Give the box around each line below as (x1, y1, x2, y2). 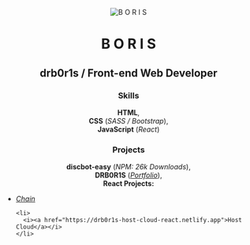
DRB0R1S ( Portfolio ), (94, 170, 162, 180)
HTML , (117, 107, 140, 117)
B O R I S (101, 35, 156, 53)
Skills (118, 90, 140, 101)
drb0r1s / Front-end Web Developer (39, 66, 218, 80)
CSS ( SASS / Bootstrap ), (88, 116, 169, 125)
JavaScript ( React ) (97, 124, 160, 134)
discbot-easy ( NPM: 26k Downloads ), (66, 162, 191, 172)
